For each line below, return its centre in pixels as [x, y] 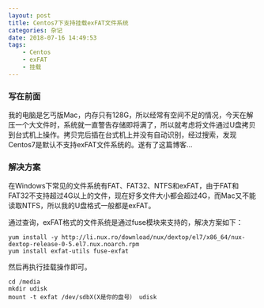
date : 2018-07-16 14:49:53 [53, 38]
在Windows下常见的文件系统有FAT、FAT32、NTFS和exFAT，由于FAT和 [124, 186]
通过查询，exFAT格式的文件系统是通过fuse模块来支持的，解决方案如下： [126, 222]
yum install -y [33, 238]
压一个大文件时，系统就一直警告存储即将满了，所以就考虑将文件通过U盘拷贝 [132, 125]
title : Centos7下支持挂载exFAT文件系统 [68, 23]
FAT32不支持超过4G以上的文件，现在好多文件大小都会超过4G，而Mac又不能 [132, 196]
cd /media [25, 282]
